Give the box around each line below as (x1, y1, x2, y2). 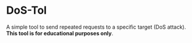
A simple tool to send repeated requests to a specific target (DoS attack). (6, 23, 187, 30)
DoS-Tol (6, 4, 47, 17)
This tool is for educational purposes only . (6, 29, 114, 36)
